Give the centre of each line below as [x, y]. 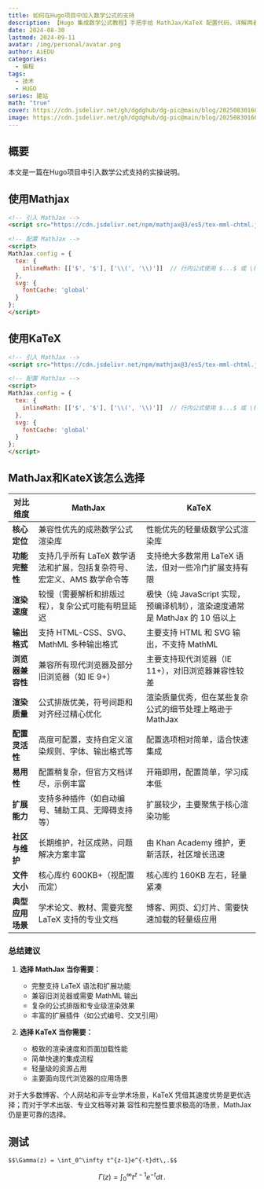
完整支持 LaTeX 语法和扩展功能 [81, 986]
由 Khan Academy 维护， [192, 842]
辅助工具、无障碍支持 [93, 810]
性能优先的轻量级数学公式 [193, 529]
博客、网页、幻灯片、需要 [193, 907]
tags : [17, 74]
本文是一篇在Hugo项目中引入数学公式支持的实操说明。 [96, 172]
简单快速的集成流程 [62, 1059]
